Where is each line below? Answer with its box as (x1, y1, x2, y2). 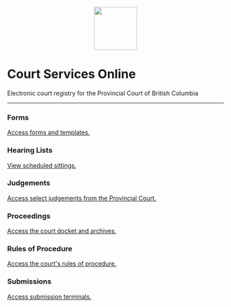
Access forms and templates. (7, 128, 91, 137)
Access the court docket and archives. (7, 227, 117, 235)
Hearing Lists (7, 145, 53, 155)
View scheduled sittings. (7, 161, 77, 169)
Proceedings (7, 211, 51, 220)
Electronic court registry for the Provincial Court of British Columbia (7, 89, 199, 97)
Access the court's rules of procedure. (7, 260, 117, 268)
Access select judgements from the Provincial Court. (7, 193, 157, 202)
